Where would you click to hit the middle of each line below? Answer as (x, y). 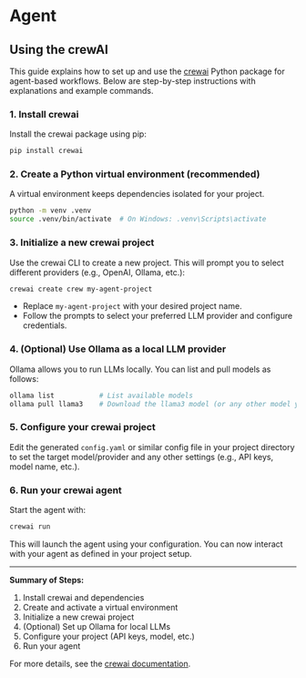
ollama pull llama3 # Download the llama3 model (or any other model (150, 404)
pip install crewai (46, 151)
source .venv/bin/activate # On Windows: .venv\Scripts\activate (138, 220)
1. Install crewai (44, 114)
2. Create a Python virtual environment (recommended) (135, 174)
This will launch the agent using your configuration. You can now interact (147, 544)
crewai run (30, 527)
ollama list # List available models (102, 395)
